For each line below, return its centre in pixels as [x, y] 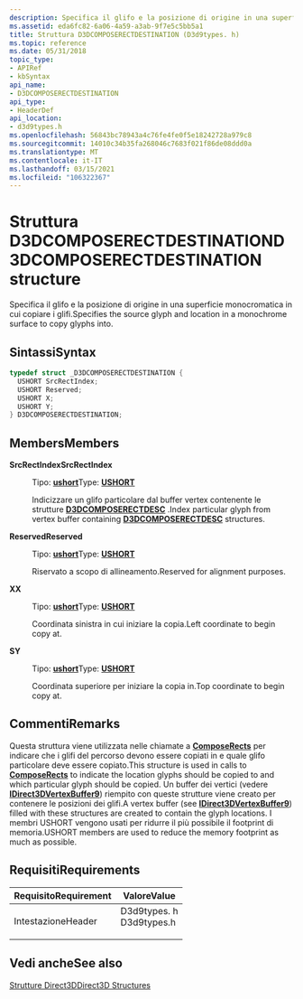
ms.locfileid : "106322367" [60, 177]
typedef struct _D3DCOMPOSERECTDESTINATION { [96, 373]
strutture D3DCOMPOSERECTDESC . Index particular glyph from [151, 509]
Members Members [64, 443]
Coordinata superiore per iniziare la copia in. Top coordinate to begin [159, 686]
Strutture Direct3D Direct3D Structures [80, 985]
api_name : [28, 85]
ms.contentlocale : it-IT [56, 160]
